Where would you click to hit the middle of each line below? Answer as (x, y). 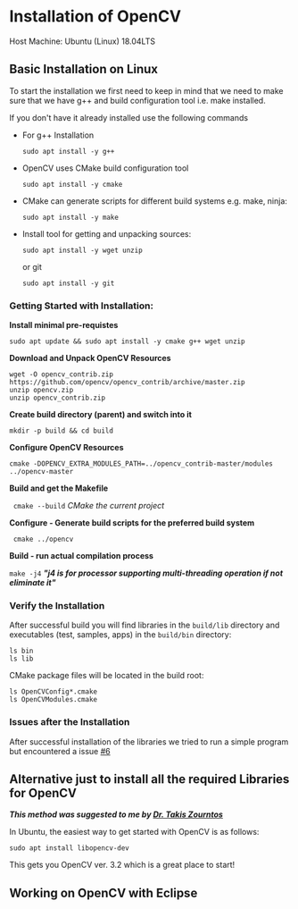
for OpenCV (43, 793)
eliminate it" (33, 583)
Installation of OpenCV (95, 17)
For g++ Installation (58, 135)
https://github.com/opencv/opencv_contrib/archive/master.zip (127, 383)
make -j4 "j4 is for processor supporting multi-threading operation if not (146, 573)
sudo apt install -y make (70, 217)
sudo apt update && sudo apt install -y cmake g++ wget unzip (127, 341)
